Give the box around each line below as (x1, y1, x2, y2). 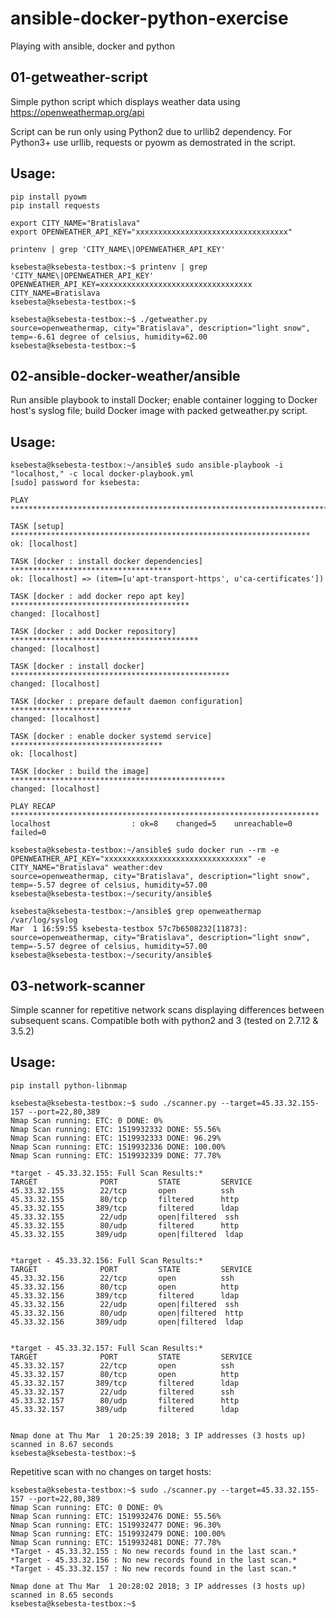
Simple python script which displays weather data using (10, 95, 241, 107)
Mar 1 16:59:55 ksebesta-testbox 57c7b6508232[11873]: (10, 924, 248, 934)
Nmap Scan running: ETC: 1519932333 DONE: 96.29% (10, 1133, 222, 1143)
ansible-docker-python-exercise (10, 7, 289, 30)
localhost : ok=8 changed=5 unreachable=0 (10, 819, 293, 829)
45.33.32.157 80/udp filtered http (10, 1395, 240, 1406)
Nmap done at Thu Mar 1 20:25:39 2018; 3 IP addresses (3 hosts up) (10, 1430, 307, 1441)
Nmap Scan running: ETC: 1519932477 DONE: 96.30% (10, 1520, 222, 1530)
